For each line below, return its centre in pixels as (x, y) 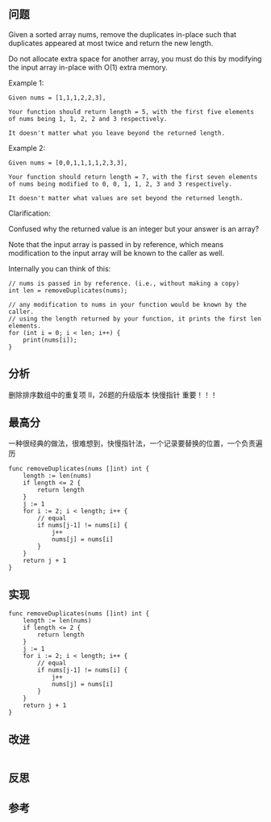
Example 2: (27, 148)
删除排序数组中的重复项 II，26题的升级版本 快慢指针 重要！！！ (113, 395)
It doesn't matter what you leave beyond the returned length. (117, 133)
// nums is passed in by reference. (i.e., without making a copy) (124, 283)
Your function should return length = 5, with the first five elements (131, 111)
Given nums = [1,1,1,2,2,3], (57, 98)
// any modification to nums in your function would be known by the (128, 304)
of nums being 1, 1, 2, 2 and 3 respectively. (88, 119)
